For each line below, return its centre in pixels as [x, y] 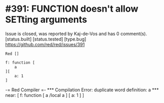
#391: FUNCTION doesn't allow [72, 9]
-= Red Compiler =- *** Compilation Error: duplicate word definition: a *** [82, 90]
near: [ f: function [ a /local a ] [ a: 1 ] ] [45, 95]
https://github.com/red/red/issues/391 [45, 44]
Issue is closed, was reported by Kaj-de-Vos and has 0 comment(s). [76, 33]
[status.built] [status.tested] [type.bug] [46, 39]
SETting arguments [46, 20]
